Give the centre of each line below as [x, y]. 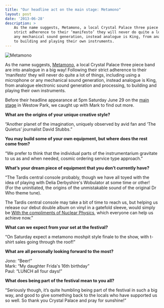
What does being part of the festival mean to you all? [60, 280]
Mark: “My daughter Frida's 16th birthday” [47, 266]
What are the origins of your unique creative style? [58, 115]
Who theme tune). [23, 192]
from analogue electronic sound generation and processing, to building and [81, 85]
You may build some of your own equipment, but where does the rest [76, 138]
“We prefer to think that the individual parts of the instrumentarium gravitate [81, 153]
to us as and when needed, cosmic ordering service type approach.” [74, 158]
